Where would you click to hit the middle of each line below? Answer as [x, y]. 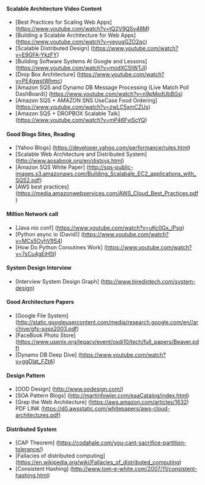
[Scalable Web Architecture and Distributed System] [81, 154]
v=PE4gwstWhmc [38, 81]
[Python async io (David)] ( [49, 234]
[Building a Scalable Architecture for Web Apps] [76, 35]
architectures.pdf [37, 415]
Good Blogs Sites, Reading [41, 134]
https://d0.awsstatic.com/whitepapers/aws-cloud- [106, 409]
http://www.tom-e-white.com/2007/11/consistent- [135, 469]
